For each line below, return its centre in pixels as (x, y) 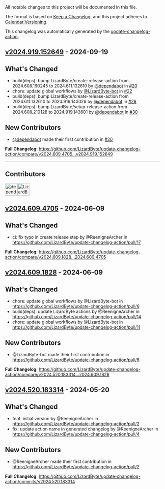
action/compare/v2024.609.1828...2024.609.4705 (56, 257)
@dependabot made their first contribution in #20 (62, 139)
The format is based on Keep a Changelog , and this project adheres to (76, 16)
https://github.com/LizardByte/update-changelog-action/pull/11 (76, 327)
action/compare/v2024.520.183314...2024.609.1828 (57, 375)
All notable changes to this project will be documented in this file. (71, 7)
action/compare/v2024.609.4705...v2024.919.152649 (59, 154)
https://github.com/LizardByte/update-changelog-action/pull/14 (77, 317)
